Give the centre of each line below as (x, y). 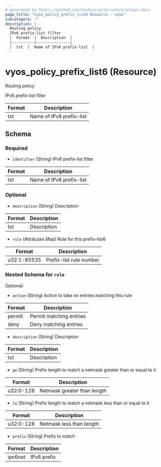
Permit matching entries (58, 316)
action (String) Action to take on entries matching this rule (72, 295)
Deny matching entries (56, 324)
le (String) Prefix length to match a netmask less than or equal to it (81, 403)
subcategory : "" (22, 19)
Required (16, 148)
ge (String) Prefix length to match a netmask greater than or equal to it (84, 370)
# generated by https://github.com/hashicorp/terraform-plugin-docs (78, 10)
